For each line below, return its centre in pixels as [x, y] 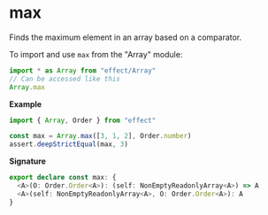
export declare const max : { [63, 178]
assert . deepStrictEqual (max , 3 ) [69, 144]
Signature [28, 161]
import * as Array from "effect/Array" [83, 70]
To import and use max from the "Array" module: [96, 54]
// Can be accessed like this [65, 79]
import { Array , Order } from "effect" [83, 120]
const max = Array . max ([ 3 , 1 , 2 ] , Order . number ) [100, 136]
